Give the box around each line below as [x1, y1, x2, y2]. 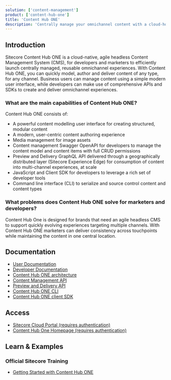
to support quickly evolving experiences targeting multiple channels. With [5, 222, 160, 228]
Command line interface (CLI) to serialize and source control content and [12, 181, 166, 187]
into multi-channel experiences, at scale [12, 164, 97, 170]
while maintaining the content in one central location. [5, 233, 117, 239]
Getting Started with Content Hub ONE [12, 369, 94, 375]
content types [12, 186, 42, 192]
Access [5, 308, 30, 317]
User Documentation [12, 261, 56, 267]
